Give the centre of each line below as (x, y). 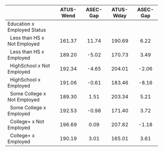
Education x (21, 24)
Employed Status (27, 30)
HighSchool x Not (30, 66)
